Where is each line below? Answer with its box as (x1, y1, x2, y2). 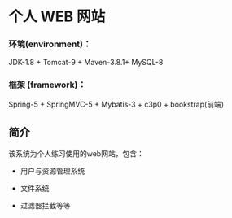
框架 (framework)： (8, 79, 87, 90)
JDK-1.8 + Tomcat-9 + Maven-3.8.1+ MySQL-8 (8, 58, 164, 68)
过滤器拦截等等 (20, 200, 71, 210)
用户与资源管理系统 (20, 166, 85, 176)
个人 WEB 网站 (8, 7, 106, 26)
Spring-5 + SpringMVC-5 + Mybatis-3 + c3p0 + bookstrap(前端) (8, 99, 225, 109)
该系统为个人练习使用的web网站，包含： (8, 148, 144, 159)
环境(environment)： (8, 38, 92, 50)
